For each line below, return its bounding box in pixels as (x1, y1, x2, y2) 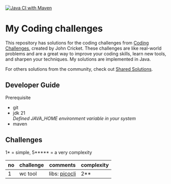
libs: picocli (49, 170, 76, 177)
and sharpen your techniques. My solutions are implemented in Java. (5, 56, 151, 62)
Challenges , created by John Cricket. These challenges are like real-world (5, 45, 162, 51)
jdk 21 (12, 110, 26, 116)
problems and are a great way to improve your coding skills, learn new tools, (5, 50, 166, 56)
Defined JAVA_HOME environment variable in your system (12, 115, 136, 121)
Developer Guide (5, 81, 60, 90)
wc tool (19, 170, 37, 177)
